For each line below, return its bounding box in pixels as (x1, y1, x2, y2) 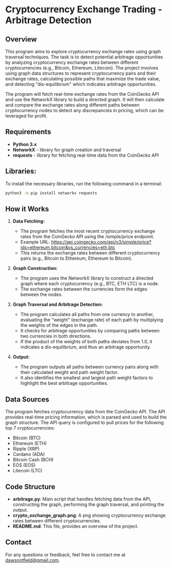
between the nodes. (20, 291, 63, 298)
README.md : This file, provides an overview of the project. (12, 523, 139, 529)
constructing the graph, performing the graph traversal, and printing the (12, 501, 165, 508)
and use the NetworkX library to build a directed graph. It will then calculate (5, 96, 165, 102)
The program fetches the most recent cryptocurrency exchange (20, 228, 155, 234)
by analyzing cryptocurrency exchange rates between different (5, 59, 139, 65)
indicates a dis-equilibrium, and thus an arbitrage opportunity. (20, 344, 151, 350)
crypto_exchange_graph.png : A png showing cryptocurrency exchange (12, 512, 166, 518)
